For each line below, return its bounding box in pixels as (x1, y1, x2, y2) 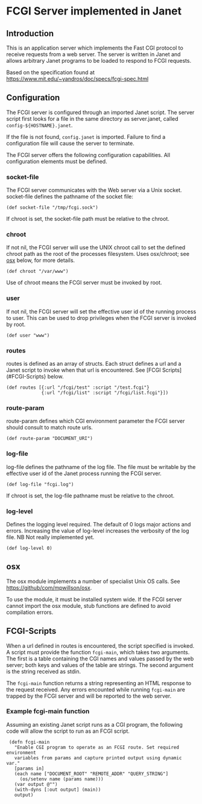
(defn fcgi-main (8, 739, 50, 745)
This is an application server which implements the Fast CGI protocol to (6, 44, 184, 51)
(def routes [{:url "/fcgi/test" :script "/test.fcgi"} (6, 384, 150, 391)
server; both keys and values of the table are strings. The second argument (6, 661, 194, 668)
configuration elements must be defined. (6, 158, 107, 165)
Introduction (6, 28, 54, 39)
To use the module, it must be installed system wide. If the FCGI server (6, 596, 182, 603)
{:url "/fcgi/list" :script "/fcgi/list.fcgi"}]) (41, 390, 169, 396)
